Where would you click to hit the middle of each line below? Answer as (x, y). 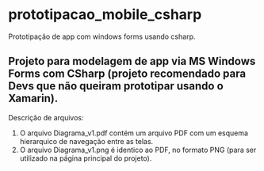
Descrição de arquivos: (46, 117)
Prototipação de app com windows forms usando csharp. (102, 36)
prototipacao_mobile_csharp (105, 15)
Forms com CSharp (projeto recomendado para (127, 74)
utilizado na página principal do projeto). (86, 158)
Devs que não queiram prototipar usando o (116, 86)
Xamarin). (33, 99)
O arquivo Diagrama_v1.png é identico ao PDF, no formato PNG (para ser (138, 150)
